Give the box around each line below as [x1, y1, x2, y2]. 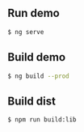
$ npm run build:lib [7, 116, 78, 124]
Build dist [7, 94, 56, 108]
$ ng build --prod [7, 72, 69, 80]
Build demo [7, 50, 66, 64]
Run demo [7, 6, 60, 20]
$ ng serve [7, 28, 44, 36]
